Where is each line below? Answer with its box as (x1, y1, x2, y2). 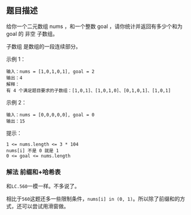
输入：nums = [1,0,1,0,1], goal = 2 (6, 68, 95, 75)
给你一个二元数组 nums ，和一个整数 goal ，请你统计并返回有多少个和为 (6, 23, 183, 30)
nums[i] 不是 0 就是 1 (6, 148, 59, 153)
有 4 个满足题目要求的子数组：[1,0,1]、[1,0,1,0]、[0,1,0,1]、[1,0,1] (6, 87, 171, 94)
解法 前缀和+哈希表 (6, 168, 61, 176)
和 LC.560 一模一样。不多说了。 (6, 183, 80, 190)
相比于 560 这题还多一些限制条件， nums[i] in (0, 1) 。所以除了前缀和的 (6, 195, 180, 202)
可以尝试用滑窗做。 (21, 202, 69, 210)
